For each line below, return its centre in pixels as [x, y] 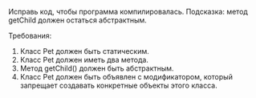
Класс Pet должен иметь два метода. [84, 60]
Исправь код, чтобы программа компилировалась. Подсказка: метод [128, 12]
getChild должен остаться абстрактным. [77, 20]
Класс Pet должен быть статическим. [85, 51]
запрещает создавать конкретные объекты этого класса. [119, 85]
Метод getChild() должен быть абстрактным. [97, 68]
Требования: [30, 36]
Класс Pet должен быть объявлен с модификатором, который [126, 77]
